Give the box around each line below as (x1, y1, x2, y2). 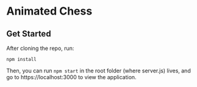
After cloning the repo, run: (6, 44, 74, 52)
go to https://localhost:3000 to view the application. (6, 74, 137, 80)
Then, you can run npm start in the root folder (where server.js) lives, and (6, 67, 191, 74)
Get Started (6, 29, 51, 39)
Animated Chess (6, 4, 93, 18)
